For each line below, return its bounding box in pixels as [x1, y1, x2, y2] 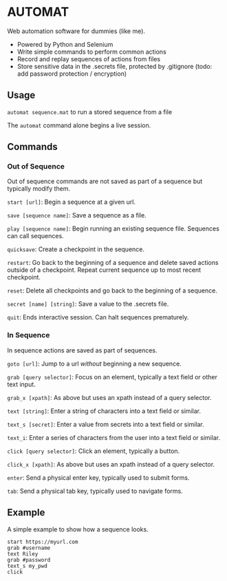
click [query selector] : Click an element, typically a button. [7, 447, 180, 455]
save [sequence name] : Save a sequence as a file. [7, 211, 147, 220]
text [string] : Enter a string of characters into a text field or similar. [7, 407, 202, 415]
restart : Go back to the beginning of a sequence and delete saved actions [7, 259, 219, 267]
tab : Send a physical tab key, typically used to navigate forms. [7, 487, 184, 495]
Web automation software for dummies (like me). [7, 27, 146, 35]
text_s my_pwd [7, 562, 48, 569]
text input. [7, 380, 36, 388]
